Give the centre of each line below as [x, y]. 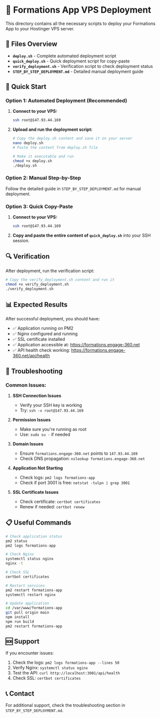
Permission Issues [32, 420]
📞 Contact [20, 693]
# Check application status [34, 536]
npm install [18, 617]
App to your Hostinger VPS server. [40, 28]
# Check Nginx [20, 554]
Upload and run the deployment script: [53, 129]
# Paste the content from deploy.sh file [55, 148]
